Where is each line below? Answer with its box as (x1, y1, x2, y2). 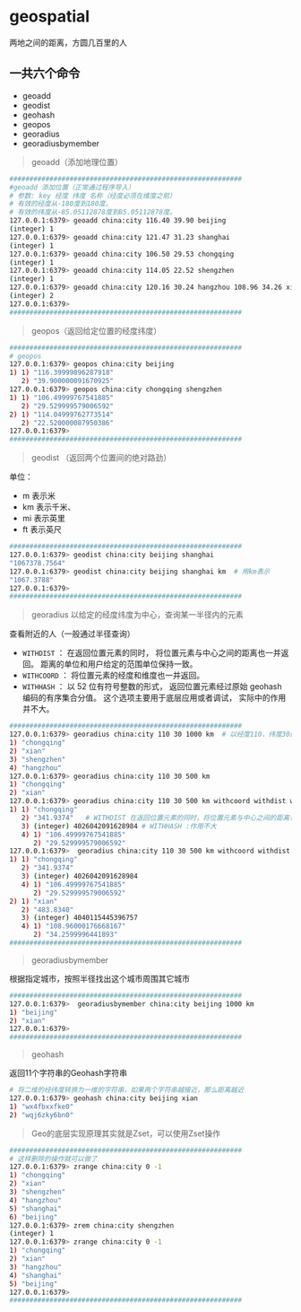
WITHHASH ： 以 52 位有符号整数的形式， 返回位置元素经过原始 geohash (21, 681, 282, 692)
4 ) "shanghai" (9, 1271, 63, 1280)
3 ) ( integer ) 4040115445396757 (21, 914, 139, 923)
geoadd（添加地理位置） (30, 156, 124, 167)
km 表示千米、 (21, 502, 76, 512)
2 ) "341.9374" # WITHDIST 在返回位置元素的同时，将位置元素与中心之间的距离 (21, 813, 290, 822)
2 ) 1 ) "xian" (9, 897, 58, 905)
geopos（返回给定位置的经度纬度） (30, 325, 162, 336)
